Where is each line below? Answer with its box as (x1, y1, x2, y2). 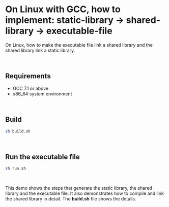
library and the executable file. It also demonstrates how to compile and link (5, 190, 164, 196)
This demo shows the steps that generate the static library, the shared (5, 185, 153, 191)
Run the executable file (5, 152, 80, 161)
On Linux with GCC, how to (5, 4, 121, 15)
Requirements (5, 72, 51, 81)
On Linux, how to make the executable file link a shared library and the (5, 42, 153, 48)
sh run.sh (5, 166, 26, 171)
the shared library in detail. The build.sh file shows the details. (5, 196, 136, 202)
